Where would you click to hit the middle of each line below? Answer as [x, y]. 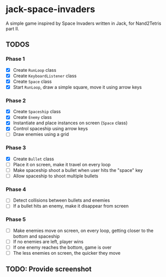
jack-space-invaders [50, 9]
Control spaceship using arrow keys [50, 129]
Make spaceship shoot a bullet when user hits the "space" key [78, 170]
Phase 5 [16, 219]
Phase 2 [16, 101]
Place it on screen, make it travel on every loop [62, 164]
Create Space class [32, 81]
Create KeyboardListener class [45, 76]
